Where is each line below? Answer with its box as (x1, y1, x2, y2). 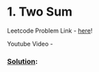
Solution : (7, 56, 38, 66)
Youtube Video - (7, 39, 53, 48)
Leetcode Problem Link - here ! (7, 26, 93, 35)
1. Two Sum (7, 4, 73, 20)
